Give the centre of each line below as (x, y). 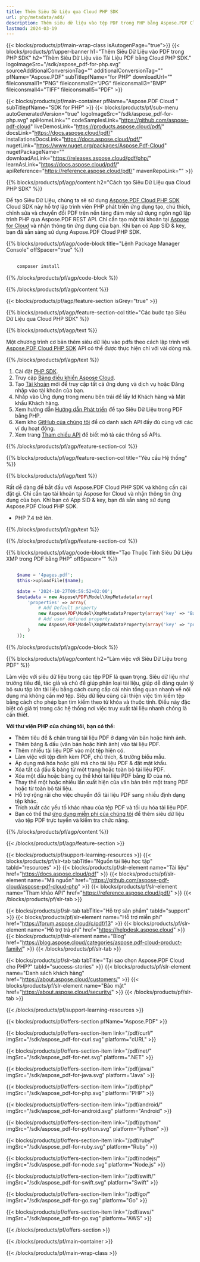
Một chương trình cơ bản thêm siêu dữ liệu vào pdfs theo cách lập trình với (98, 342)
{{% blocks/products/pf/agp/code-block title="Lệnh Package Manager (93, 244)
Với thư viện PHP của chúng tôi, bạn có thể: (61, 726)
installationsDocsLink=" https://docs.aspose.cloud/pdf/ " (74, 139)
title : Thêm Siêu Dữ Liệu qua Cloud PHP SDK (62, 12)
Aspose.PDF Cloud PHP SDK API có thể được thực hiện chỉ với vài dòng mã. (99, 348)
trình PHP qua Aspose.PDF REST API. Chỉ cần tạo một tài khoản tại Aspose (98, 219)
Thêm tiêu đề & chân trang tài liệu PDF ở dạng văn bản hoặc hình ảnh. (100, 738)
